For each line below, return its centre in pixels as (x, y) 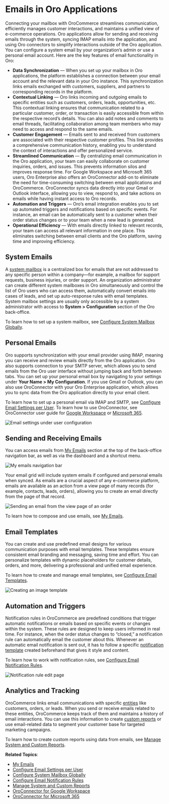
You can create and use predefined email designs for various (68, 544)
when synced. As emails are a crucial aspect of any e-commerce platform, (82, 481)
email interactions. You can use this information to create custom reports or (83, 719)
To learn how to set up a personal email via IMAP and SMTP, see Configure (83, 402)
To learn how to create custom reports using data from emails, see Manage (83, 739)
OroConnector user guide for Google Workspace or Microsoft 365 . (74, 413)
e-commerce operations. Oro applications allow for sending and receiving (82, 34)
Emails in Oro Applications (61, 9)
